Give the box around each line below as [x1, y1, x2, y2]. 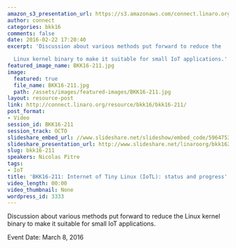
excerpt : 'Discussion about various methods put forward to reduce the [7, 43, 221, 50]
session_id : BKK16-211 [7, 121, 74, 128]
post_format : [7, 108, 46, 115]
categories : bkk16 [7, 23, 61, 30]
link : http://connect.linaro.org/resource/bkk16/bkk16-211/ [7, 101, 188, 109]
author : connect [7, 17, 55, 24]
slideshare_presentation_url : [7, 141, 96, 148]
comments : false [7, 30, 55, 37]
